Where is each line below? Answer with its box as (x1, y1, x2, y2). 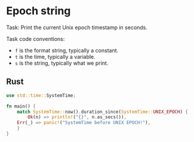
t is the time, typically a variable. (14, 53, 96, 60)
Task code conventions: (6, 35, 65, 42)
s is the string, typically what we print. (14, 59, 109, 67)
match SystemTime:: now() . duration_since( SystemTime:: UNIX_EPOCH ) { (17, 109, 188, 115)
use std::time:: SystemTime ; (6, 92, 76, 99)
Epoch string (6, 4, 71, 18)
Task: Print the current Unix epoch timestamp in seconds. (6, 24, 148, 31)
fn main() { (6, 103, 36, 109)
